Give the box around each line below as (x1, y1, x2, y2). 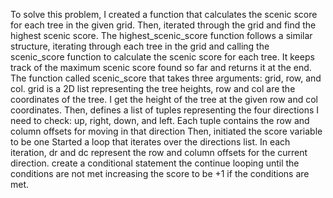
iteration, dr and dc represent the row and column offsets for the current (10, 147, 308, 158)
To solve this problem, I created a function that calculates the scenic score (10, 9, 318, 20)
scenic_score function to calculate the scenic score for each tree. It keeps (10, 51, 315, 63)
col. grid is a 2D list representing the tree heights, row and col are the (10, 83, 296, 94)
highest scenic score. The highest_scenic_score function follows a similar (10, 30, 313, 41)
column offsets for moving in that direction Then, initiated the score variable (10, 125, 323, 137)
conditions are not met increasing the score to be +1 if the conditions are (10, 168, 310, 179)
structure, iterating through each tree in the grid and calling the (10, 40, 270, 52)
